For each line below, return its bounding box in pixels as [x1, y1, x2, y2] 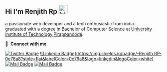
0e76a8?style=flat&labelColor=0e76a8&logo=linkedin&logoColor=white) [5, 56, 154, 62]
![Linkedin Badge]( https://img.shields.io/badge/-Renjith [39, 50, 153, 56]
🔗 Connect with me [5, 41, 47, 47]
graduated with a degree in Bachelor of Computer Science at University [5, 26, 152, 32]
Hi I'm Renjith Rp [5, 7, 57, 16]
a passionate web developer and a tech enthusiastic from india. [5, 20, 136, 26]
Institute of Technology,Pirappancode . [5, 31, 84, 37]
